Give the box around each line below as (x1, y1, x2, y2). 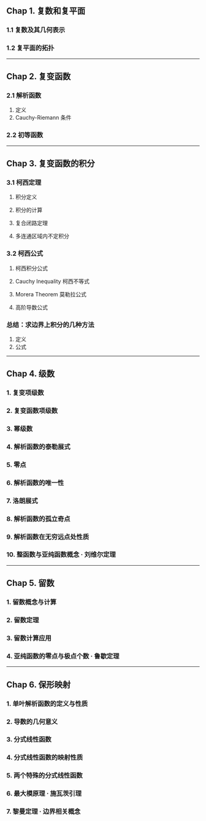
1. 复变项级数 (6, 388, 44, 397)
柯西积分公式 (15, 264, 48, 272)
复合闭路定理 (15, 220, 48, 227)
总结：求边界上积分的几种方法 (6, 320, 95, 329)
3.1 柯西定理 (6, 178, 42, 187)
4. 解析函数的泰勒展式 (6, 442, 71, 451)
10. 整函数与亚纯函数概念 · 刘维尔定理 (6, 550, 116, 559)
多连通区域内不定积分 (15, 233, 69, 240)
